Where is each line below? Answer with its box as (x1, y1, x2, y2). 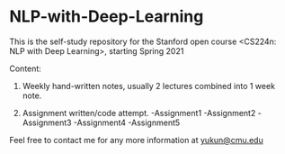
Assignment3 (22, 117, 72, 128)
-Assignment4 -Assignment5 (73, 117, 181, 128)
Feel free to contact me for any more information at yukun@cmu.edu (9, 134, 263, 145)
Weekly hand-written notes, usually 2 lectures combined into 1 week (22, 80, 276, 91)
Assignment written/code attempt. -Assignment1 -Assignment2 (22, 107, 256, 118)
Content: (9, 63, 42, 74)
